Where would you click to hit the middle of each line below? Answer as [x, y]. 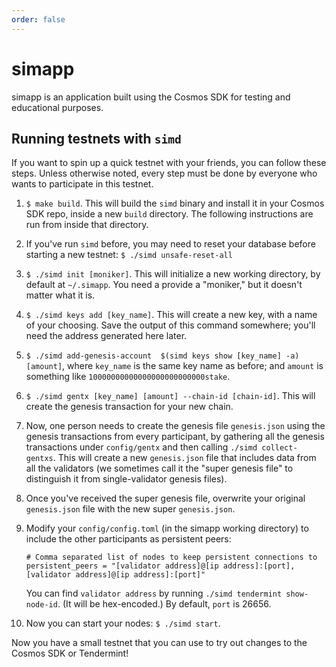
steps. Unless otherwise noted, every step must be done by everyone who [164, 173]
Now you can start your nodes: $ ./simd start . [123, 623]
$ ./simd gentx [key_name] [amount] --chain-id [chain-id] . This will [170, 396]
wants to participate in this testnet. [82, 184]
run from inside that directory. [87, 225]
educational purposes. [57, 107]
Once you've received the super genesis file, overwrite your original [165, 498]
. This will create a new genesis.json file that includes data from [184, 458]
